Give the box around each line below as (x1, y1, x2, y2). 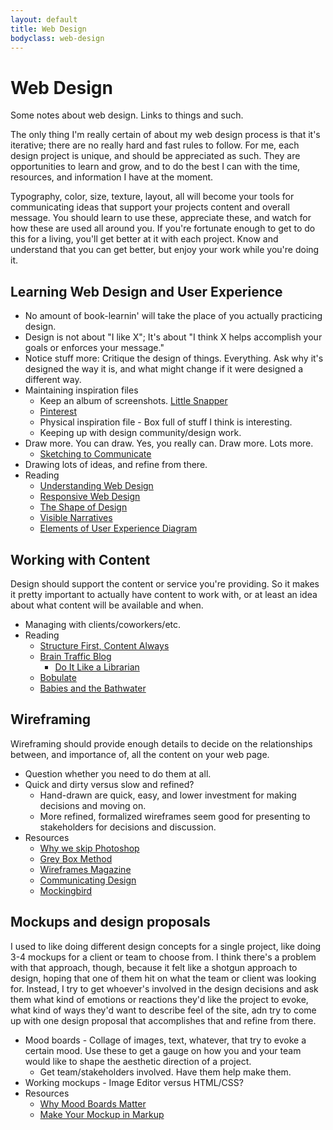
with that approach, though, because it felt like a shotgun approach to (10, 961, 298, 973)
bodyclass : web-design (10, 33, 105, 43)
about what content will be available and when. (10, 599, 204, 611)
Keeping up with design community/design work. (39, 427, 242, 439)
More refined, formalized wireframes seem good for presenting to (39, 810, 311, 822)
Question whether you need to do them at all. (24, 767, 212, 780)
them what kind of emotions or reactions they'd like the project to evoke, (10, 993, 309, 1005)
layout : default (10, 14, 78, 25)
